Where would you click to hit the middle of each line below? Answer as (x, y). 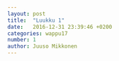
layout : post (27, 14)
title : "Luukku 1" (36, 20)
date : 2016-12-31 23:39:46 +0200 (60, 27)
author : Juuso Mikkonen (42, 46)
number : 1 (22, 40)
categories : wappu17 (38, 33)
